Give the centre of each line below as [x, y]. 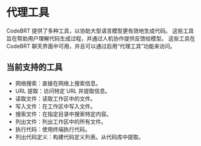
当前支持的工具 [35, 67]
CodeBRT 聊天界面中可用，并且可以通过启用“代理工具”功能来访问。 [91, 46]
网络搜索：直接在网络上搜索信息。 [58, 83]
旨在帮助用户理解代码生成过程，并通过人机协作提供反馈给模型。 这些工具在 [101, 38]
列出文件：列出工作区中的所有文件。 [61, 121]
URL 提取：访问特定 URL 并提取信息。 [63, 91]
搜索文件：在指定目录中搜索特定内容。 [63, 113]
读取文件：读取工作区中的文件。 [55, 98]
